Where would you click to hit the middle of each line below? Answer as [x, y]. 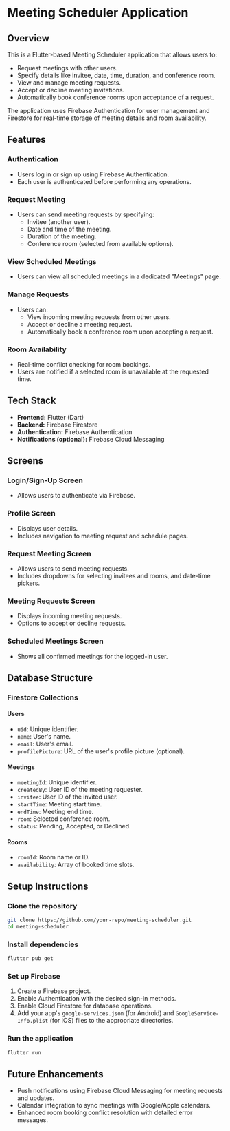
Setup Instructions [48, 886]
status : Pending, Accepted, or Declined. [74, 826]
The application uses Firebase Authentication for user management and [108, 111]
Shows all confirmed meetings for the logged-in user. [92, 656]
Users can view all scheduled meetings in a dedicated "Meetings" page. [119, 276]
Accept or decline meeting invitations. [71, 90]
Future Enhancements [56, 1074]
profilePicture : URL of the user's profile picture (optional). [101, 751]
